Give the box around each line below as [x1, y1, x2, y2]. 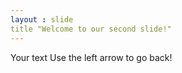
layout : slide [10, 14, 74, 25]
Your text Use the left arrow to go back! [10, 51, 173, 63]
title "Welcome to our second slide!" [10, 24, 172, 34]
